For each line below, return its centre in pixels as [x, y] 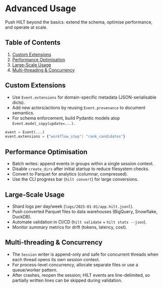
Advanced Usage [41, 9]
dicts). [19, 102]
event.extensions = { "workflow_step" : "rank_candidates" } [65, 137]
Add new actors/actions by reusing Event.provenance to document [79, 108]
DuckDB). [22, 217]
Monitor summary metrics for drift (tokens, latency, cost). [70, 227]
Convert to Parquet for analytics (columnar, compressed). [70, 174]
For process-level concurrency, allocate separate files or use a [75, 265]
